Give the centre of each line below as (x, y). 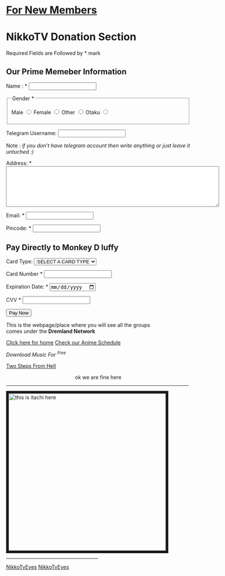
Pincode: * (19, 228)
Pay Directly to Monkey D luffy (62, 247)
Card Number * (24, 274)
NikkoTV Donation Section (71, 37)
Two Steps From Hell (31, 366)
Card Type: (20, 261)
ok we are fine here (98, 377)
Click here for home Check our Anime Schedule (63, 342)
